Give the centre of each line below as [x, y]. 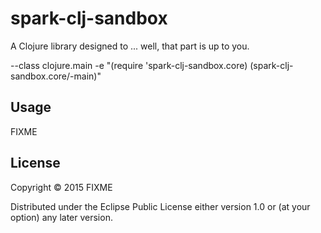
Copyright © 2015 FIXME [61, 187]
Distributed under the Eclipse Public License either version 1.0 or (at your [160, 206]
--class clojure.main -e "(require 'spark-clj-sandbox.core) [129, 65]
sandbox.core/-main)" [56, 76]
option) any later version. [61, 217]
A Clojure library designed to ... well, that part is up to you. [130, 46]
